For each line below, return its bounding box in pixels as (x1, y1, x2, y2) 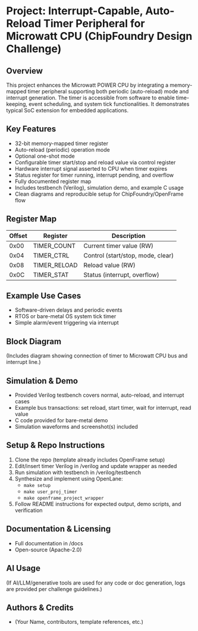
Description (112, 231, 146, 240)
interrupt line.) (6, 359, 41, 366)
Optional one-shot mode (14, 152, 76, 159)
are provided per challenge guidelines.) (6, 585, 102, 592)
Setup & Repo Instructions (6, 440, 105, 450)
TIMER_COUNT (33, 241, 76, 250)
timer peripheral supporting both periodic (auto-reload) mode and (27, 88, 189, 95)
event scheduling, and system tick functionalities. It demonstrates (29, 101, 190, 108)
